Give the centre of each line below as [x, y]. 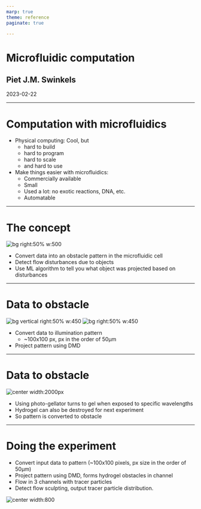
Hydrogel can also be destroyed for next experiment [79, 410]
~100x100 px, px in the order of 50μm [70, 340]
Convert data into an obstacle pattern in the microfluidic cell [89, 256]
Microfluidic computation [71, 58]
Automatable [39, 198]
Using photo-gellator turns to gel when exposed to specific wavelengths [104, 404]
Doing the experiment [61, 446]
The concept [38, 228]
